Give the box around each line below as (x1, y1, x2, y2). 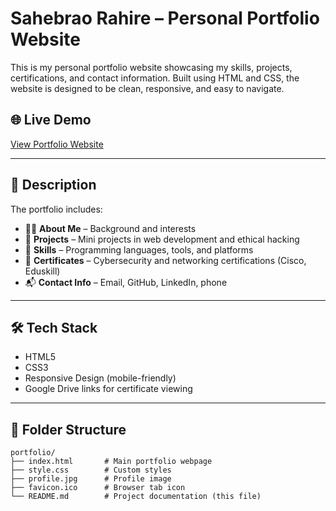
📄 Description (10, 177, 97, 194)
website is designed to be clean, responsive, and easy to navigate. (10, 82, 285, 94)
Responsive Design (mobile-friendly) (24, 372, 177, 384)
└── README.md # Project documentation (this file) (10, 492, 262, 502)
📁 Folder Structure (10, 421, 127, 438)
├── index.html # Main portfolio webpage (10, 457, 213, 467)
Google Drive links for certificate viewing (24, 383, 193, 395)
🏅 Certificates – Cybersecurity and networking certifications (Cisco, (24, 254, 307, 266)
